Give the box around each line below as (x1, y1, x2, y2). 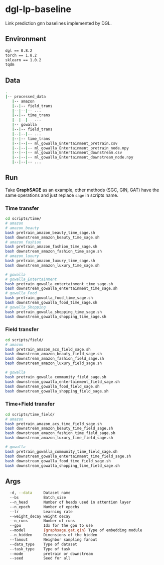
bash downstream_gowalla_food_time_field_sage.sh (5, 458, 111, 463)
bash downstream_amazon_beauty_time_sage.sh (5, 235, 100, 240)
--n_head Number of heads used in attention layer (10, 500, 131, 505)
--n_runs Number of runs (10, 518, 75, 524)
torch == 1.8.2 (5, 53, 37, 58)
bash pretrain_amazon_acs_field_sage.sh (5, 347, 91, 352)
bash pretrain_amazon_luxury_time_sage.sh (5, 258, 95, 264)
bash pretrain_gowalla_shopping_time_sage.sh (5, 309, 102, 314)
